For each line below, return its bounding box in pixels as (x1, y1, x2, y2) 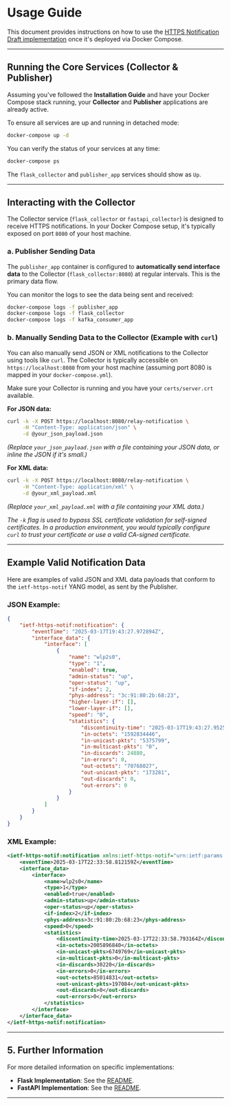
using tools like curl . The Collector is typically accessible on (7, 356, 178, 364)
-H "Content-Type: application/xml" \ (22, 484, 134, 491)
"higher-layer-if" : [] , (68, 698, 137, 706)
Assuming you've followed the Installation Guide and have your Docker (7, 90, 210, 99)
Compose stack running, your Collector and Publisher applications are (7, 98, 208, 106)
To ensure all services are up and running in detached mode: (7, 119, 179, 127)
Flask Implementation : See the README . (16, 1076, 134, 1084)
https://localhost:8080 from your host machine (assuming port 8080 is (7, 363, 212, 372)
